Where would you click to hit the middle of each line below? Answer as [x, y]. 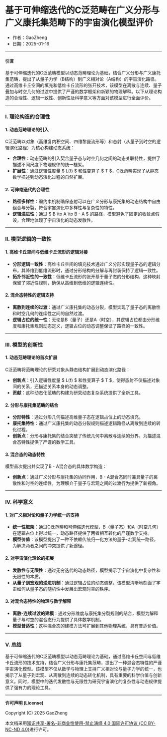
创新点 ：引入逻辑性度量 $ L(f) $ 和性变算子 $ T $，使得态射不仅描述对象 [86, 380]
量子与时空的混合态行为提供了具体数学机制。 [58, 619]
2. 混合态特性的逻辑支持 [30, 295]
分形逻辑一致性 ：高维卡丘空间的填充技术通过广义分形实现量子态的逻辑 [84, 264]
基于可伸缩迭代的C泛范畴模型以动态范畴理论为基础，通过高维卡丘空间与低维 [83, 657]
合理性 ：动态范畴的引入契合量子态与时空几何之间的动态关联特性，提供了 [86, 158]
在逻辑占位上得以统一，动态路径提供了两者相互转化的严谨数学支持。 [82, 533]
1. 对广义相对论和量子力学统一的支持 [42, 515]
